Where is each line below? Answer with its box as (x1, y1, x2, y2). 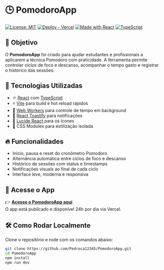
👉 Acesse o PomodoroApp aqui (5, 199, 73, 205)
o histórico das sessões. (5, 67, 55, 73)
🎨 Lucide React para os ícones (12, 117, 75, 124)
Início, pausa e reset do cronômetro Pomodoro (12, 151, 108, 156)
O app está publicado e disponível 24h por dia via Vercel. (5, 206, 122, 212)
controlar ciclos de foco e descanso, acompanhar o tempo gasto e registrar (5, 62, 159, 68)
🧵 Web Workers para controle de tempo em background (12, 107, 126, 113)
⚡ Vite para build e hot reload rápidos (12, 100, 88, 106)
